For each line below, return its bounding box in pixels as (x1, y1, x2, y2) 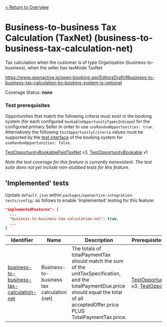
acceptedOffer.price (71, 302, 119, 309)
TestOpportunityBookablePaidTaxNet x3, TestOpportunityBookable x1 (5, 149, 148, 155)
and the (71, 277, 89, 284)
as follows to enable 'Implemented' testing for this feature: (35, 197, 155, 204)
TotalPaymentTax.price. (71, 314, 127, 321)
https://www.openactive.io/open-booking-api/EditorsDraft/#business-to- (5, 74, 155, 80)
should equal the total (71, 289, 122, 296)
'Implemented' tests (5, 179, 69, 187)
